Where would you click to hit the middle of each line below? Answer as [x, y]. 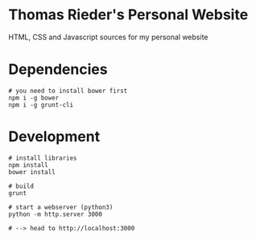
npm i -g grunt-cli [41, 105]
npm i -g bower [34, 98]
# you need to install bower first [68, 91]
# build [21, 186]
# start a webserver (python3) [61, 207]
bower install [32, 172]
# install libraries [43, 158]
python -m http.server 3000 [56, 214]
